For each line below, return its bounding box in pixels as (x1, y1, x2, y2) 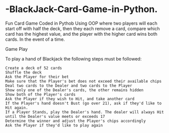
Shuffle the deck (5, 70, 42, 75)
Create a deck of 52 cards (5, 65, 62, 71)
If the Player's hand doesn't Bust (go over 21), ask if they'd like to (5, 101, 162, 106)
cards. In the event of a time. (5, 36, 65, 42)
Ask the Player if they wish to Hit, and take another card (5, 96, 135, 101)
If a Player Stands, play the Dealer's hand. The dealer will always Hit (5, 109, 164, 114)
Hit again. (5, 105, 28, 110)
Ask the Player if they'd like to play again (5, 122, 103, 128)
